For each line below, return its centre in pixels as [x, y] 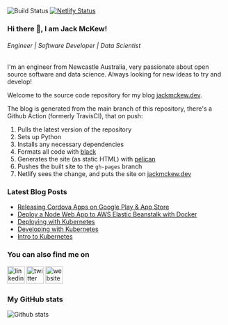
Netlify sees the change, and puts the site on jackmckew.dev [104, 174]
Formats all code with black [57, 152]
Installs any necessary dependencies [70, 144]
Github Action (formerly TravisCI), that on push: [75, 116]
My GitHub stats [35, 299]
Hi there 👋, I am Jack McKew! [57, 29]
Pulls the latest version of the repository [74, 129]
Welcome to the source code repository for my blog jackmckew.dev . [105, 95]
